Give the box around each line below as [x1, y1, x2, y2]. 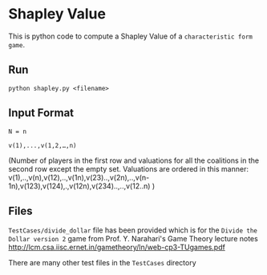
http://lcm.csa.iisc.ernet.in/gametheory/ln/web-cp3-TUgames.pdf [8, 242, 226, 253]
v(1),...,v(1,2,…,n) [8, 141, 78, 149]
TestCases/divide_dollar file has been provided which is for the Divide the [8, 225, 258, 235]
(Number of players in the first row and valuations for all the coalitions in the [8, 156, 259, 165]
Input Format [8, 106, 75, 120]
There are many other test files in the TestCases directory [8, 258, 196, 268]
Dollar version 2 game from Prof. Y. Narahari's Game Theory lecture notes [8, 234, 258, 244]
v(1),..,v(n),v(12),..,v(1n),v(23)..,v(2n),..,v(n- [8, 172, 150, 182]
